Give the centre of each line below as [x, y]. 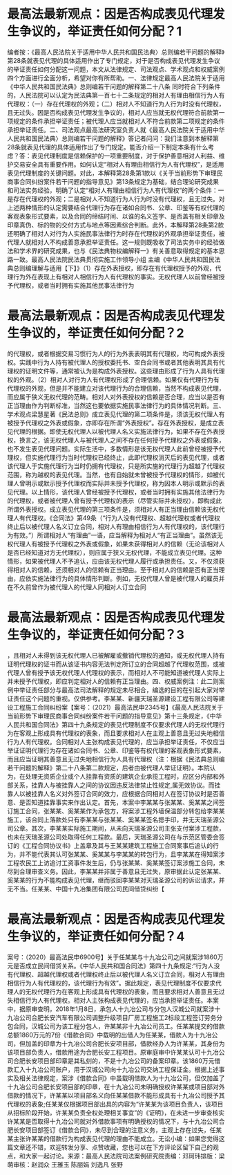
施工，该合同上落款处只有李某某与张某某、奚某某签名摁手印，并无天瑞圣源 [113, 820]
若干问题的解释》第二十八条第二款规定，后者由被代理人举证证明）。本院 [108, 768]
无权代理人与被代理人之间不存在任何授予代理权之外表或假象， [137, 440]
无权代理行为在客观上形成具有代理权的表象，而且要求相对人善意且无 [122, 991]
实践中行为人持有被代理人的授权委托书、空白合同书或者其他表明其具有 [119, 362]
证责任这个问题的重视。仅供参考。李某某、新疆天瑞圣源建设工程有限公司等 [113, 698]
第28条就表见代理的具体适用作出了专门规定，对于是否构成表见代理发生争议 [114, 60]
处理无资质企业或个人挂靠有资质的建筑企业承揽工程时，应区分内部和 [122, 776]
